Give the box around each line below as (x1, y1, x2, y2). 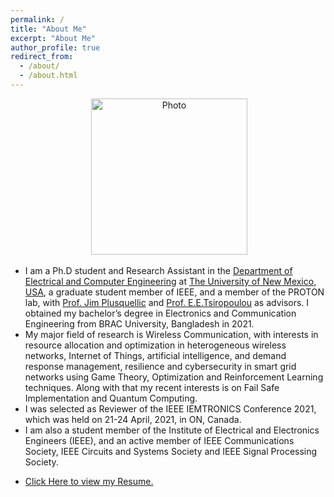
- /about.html (19, 71, 78, 81)
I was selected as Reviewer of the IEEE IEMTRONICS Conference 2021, (24, 402, 317, 415)
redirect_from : (10, 52, 74, 62)
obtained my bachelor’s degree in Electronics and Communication (24, 307, 297, 319)
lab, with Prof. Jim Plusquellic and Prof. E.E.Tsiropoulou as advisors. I (24, 296, 310, 308)
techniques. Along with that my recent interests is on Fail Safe (24, 381, 280, 393)
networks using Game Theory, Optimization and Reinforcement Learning (24, 371, 324, 383)
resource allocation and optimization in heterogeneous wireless (24, 339, 287, 351)
